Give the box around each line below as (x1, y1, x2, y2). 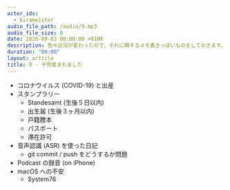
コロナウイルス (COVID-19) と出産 (17, 81, 114, 89)
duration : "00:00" (7, 49, 60, 56)
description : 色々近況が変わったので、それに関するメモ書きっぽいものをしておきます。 (7, 42, 227, 49)
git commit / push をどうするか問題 (27, 149, 128, 158)
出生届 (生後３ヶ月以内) (27, 107, 95, 115)
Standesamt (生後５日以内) (27, 98, 105, 107)
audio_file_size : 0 (7, 29, 64, 36)
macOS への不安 (17, 167, 64, 176)
